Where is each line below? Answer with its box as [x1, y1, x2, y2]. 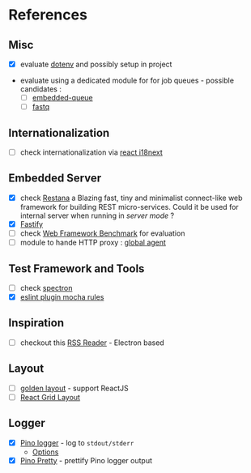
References [8, 6, 87, 24]
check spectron [19, 283, 73, 292]
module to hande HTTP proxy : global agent [19, 237, 166, 248]
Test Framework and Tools [8, 262, 145, 275]
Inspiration [8, 316, 65, 330]
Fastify [19, 219, 43, 228]
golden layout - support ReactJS [19, 383, 130, 393]
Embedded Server [8, 172, 102, 185]
